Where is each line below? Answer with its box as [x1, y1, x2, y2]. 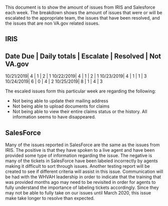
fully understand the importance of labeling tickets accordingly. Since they [5, 184, 159, 190]
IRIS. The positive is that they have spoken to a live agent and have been [5, 147, 155, 153]
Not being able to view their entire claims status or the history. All [12, 109, 147, 115]
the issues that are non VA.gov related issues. [5, 20, 100, 26]
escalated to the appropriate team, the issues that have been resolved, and [5, 15, 160, 21]
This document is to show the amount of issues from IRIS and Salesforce [5, 5, 155, 10]
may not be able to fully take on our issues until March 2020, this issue [5, 190, 151, 196]
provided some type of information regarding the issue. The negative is [5, 153, 152, 159]
